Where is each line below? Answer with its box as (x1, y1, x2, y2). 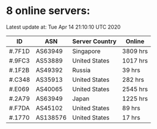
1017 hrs (122, 57, 148, 65)
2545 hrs (122, 85, 148, 93)
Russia (72, 66, 91, 74)
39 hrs (122, 66, 141, 74)
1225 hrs (122, 95, 148, 103)
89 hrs (122, 104, 141, 112)
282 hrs (122, 75, 145, 83)
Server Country (72, 37, 117, 45)
